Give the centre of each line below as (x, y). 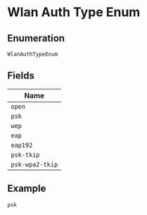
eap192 (22, 145)
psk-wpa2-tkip (34, 164)
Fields (21, 76)
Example (27, 189)
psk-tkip (25, 155)
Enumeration (36, 38)
